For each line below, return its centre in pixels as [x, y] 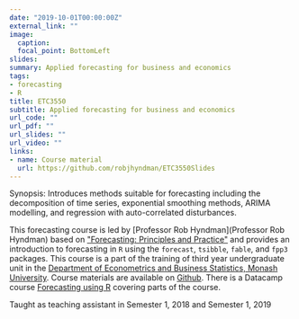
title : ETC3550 [38, 101]
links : [22, 151]
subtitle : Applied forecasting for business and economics [122, 110]
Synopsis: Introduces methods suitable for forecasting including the [135, 193]
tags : [19, 76]
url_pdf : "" [32, 127]
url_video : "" [36, 143]
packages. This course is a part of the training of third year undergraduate [147, 259]
